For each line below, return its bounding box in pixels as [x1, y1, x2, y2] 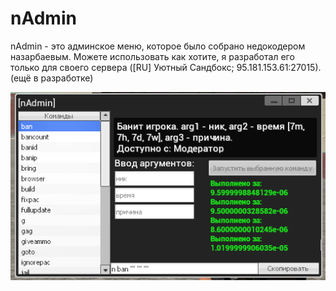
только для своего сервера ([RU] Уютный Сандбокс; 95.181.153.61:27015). [10, 61, 322, 73]
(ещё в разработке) [10, 72, 94, 84]
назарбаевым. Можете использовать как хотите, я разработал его [10, 50, 295, 62]
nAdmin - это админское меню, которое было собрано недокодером [10, 40, 306, 52]
